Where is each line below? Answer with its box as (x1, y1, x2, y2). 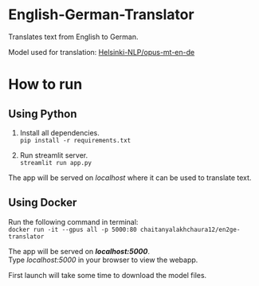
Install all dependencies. (19, 127, 100, 137)
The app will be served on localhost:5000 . (8, 246, 150, 256)
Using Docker (8, 196, 77, 210)
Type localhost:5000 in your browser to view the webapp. (8, 255, 198, 264)
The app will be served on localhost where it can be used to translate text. (8, 173, 252, 182)
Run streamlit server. (19, 150, 88, 160)
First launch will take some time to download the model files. (8, 270, 207, 280)
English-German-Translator (8, 6, 194, 24)
